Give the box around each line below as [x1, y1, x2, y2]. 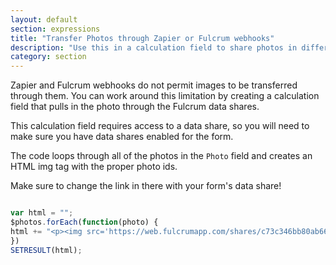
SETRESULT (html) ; [10, 245, 83, 255]
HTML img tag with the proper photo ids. [10, 161, 178, 173]
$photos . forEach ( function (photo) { [10, 217, 159, 227]
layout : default [10, 14, 78, 25]
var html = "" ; [10, 208, 74, 218]
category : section [10, 52, 87, 62]
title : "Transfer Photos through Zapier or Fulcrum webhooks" [10, 33, 275, 43]
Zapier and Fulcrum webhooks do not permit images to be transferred [10, 79, 298, 91]
